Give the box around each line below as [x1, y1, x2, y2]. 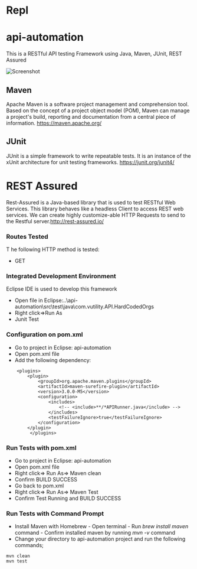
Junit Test [14, 316, 40, 323]
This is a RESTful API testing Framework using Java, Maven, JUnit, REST [6, 50, 183, 57]
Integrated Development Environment [6, 272, 116, 280]
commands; [14, 542, 44, 549]
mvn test [6, 558, 28, 564]
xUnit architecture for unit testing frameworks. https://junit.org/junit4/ [6, 158, 175, 165]
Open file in [14, 297, 43, 304]
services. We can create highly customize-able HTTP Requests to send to [6, 211, 186, 219]
